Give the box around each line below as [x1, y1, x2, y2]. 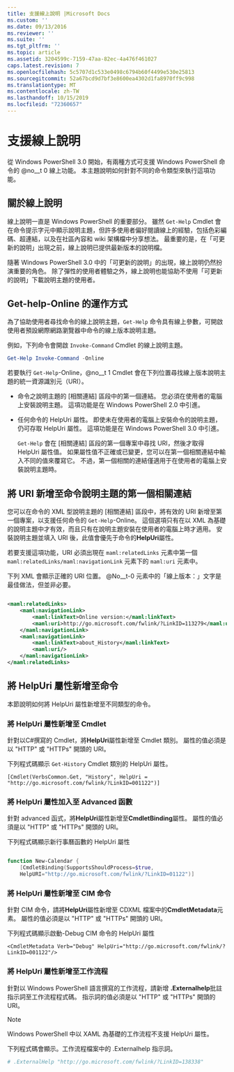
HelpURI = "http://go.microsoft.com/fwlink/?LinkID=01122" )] [19, 871, 195, 878]
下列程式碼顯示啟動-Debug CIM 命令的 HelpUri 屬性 [7, 929, 155, 937]
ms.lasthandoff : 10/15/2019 [7, 95, 89, 102]
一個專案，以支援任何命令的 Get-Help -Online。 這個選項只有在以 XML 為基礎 [7, 516, 226, 525]
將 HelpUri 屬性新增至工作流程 [7, 967, 109, 977]
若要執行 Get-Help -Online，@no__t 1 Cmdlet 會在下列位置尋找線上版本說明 [7, 369, 221, 377]
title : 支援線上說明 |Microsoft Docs [7, 10, 111, 17]
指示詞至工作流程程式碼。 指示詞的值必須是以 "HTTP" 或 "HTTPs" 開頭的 [7, 993, 216, 1001]
